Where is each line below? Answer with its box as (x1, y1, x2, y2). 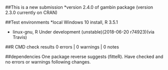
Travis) (12, 34, 27, 40)
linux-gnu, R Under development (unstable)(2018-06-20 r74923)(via (12, 29, 155, 34)
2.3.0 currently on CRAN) (5, 9, 58, 15)
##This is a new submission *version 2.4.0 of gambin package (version (5, 4, 153, 10)
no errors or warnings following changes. (5, 59, 91, 64)
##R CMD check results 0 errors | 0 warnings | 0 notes (5, 44, 120, 49)
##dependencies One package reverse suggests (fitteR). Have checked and (5, 53, 163, 59)
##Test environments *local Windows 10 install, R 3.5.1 (5, 19, 118, 25)
